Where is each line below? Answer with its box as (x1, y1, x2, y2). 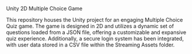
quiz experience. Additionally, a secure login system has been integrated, (6, 35, 184, 42)
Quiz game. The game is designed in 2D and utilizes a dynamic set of (6, 23, 174, 29)
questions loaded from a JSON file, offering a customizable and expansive (6, 29, 187, 36)
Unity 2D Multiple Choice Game (6, 5, 82, 12)
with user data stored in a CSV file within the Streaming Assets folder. (6, 41, 175, 48)
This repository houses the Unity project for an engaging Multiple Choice (6, 16, 183, 23)
